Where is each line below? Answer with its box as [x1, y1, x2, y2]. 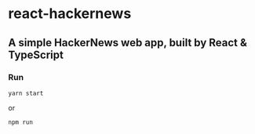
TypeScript [8, 48, 64, 61]
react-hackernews [8, 5, 132, 23]
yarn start [8, 89, 44, 97]
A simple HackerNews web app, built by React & [8, 36, 247, 49]
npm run [8, 118, 34, 126]
